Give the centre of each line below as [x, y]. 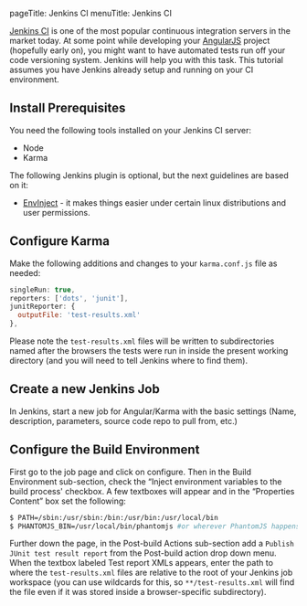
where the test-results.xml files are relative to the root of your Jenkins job [151, 573]
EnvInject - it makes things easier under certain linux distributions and [154, 202]
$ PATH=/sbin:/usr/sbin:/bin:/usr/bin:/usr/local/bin [114, 517]
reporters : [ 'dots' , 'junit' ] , [69, 298]
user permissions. [56, 212]
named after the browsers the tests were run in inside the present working [149, 351]
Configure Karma [59, 241]
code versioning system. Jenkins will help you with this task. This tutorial [146, 60]
